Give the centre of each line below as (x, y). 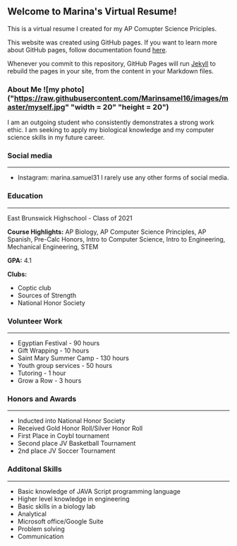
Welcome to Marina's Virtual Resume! (92, 12)
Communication (41, 536)
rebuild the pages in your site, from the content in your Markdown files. (110, 71)
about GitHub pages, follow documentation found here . (87, 49)
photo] (73, 89)
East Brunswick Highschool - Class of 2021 (70, 218)
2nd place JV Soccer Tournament (66, 451)
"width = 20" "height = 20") (120, 107)
